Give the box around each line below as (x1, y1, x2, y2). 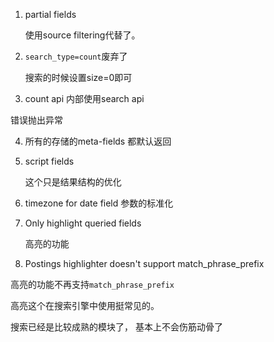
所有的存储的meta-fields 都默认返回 (24, 135, 172, 147)
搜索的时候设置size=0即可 (24, 72, 133, 83)
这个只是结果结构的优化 (24, 176, 122, 188)
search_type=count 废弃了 (24, 50, 128, 62)
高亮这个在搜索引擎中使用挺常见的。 (10, 300, 160, 311)
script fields (24, 155, 75, 167)
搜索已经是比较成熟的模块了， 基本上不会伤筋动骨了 (10, 321, 223, 333)
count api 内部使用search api (24, 93, 145, 104)
